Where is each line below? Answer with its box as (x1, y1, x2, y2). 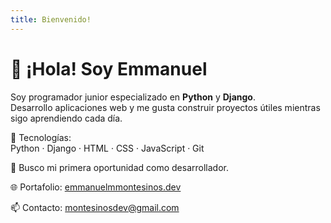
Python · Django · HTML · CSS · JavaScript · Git (10, 142, 205, 154)
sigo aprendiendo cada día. (10, 112, 123, 124)
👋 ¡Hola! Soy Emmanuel (10, 57, 208, 80)
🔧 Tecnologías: (10, 131, 72, 143)
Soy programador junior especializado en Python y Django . (10, 91, 256, 103)
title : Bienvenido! (10, 14, 92, 25)
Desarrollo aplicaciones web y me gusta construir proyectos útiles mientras (10, 101, 321, 113)
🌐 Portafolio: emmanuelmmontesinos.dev (10, 181, 182, 193)
